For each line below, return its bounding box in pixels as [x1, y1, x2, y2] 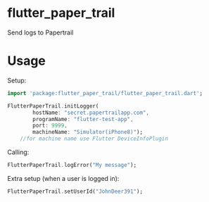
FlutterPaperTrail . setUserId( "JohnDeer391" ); [7, 188, 143, 195]
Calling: [7, 148, 30, 156]
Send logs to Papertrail [7, 28, 74, 37]
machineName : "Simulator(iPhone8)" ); [32, 129, 143, 136]
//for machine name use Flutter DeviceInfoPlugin [20, 135, 169, 142]
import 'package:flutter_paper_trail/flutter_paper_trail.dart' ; [7, 89, 203, 96]
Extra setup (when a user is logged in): [7, 174, 120, 182]
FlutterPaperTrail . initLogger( [7, 102, 99, 110]
